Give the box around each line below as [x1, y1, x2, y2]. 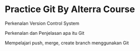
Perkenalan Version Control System [5, 20, 80, 26]
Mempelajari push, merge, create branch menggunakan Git [5, 39, 129, 46]
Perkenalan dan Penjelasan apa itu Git [5, 30, 85, 36]
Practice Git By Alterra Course [5, 4, 135, 15]
